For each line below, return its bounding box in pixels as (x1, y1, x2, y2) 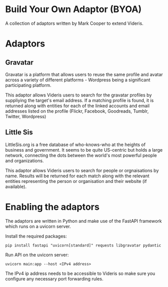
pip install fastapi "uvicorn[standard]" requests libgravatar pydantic (5, 243, 161, 248)
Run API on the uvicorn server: (5, 252, 69, 258)
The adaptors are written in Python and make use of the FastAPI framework (5, 218, 162, 224)
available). (5, 183, 27, 189)
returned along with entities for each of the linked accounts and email (5, 103, 150, 109)
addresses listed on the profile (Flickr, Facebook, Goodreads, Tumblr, (5, 108, 149, 114)
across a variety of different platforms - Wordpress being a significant (5, 77, 150, 83)
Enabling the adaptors (5, 201, 100, 213)
